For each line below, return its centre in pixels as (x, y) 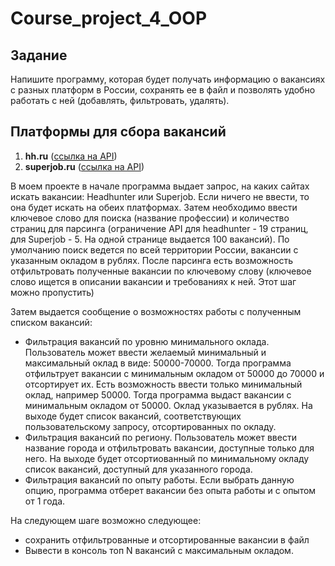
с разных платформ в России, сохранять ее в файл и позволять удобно (163, 90)
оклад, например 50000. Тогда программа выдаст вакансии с (158, 394)
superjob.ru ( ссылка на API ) (84, 166)
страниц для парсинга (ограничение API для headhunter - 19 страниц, (159, 228)
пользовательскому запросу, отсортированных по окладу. (150, 426)
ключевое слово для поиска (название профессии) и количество (150, 218)
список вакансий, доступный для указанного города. (138, 469)
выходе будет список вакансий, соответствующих (133, 416)
